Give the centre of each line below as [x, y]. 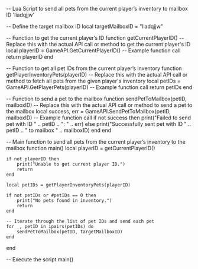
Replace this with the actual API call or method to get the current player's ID [98, 44]
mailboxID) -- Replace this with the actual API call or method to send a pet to [99, 105]
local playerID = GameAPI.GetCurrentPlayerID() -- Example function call [93, 50]
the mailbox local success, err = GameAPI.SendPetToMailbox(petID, [89, 111]
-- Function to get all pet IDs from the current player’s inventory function [94, 68]
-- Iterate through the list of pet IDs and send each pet [80, 221]
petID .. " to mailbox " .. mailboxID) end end [59, 130]
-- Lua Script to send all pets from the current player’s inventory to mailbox [97, 9]
